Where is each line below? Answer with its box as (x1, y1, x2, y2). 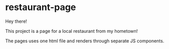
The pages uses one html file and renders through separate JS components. (5, 37, 164, 44)
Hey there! (5, 18, 27, 24)
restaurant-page (5, 2, 76, 13)
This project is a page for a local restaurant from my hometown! (5, 28, 138, 34)
